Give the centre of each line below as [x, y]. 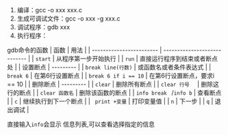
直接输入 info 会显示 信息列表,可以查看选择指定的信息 [81, 124]
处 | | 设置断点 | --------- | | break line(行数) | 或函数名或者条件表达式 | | [109, 67]
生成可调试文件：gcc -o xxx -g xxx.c [68, 18]
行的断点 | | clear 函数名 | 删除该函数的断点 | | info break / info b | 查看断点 [114, 93]
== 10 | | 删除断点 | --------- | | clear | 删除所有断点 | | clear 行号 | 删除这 [113, 84]
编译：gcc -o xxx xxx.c [49, 10]
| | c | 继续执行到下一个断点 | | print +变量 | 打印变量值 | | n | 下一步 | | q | [110, 101]
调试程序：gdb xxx [43, 27]
